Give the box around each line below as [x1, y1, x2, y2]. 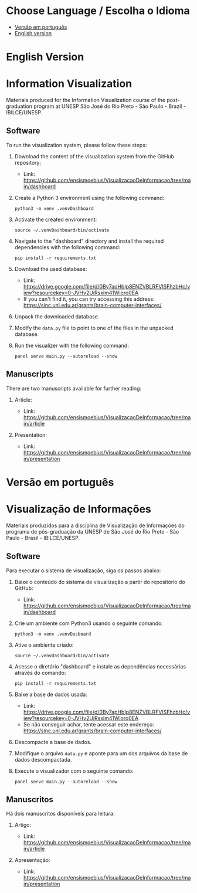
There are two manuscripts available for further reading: [6, 385, 142, 392]
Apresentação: [14, 857, 50, 864]
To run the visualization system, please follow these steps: [6, 141, 147, 148]
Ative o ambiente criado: [14, 641, 74, 648]
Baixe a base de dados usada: [14, 691, 87, 698]
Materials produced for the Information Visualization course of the [6, 97, 166, 104]
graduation [6, 103, 33, 110]
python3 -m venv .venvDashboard [14, 205, 94, 212]
